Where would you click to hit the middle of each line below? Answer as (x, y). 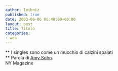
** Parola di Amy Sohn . (29, 57)
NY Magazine (19, 63)
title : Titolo (20, 29)
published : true (22, 15)
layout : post (19, 24)
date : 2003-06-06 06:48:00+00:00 (41, 19)
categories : (18, 33)
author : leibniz (22, 10)
